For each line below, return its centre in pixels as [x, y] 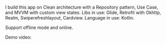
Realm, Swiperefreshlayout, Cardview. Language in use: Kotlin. [70, 18]
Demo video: [18, 37]
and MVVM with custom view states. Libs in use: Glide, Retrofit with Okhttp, [83, 12]
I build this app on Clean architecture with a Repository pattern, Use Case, [82, 7]
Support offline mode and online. [39, 27]
